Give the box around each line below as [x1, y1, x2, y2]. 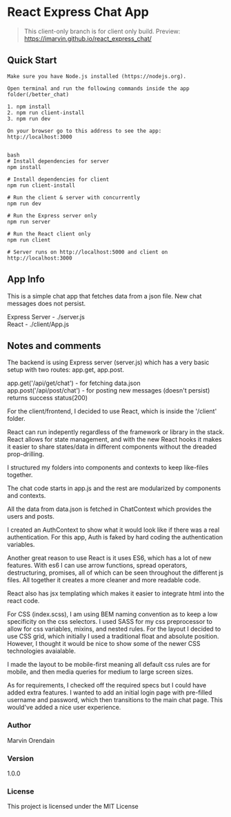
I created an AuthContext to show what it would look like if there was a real [7, 526, 220, 534]
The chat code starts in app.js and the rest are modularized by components [7, 484, 221, 492]
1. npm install [7, 103, 51, 110]
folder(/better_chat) [7, 91, 70, 98]
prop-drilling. [7, 450, 45, 458]
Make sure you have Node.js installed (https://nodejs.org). [7, 73, 187, 80]
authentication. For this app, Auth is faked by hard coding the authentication [7, 533, 223, 541]
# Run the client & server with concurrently [7, 194, 140, 201]
